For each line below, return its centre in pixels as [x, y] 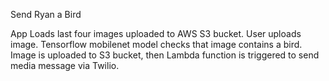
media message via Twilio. [65, 65]
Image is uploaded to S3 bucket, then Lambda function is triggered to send [165, 55]
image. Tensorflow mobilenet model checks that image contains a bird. [156, 44]
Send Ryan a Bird [46, 14]
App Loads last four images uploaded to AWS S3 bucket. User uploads [156, 33]
